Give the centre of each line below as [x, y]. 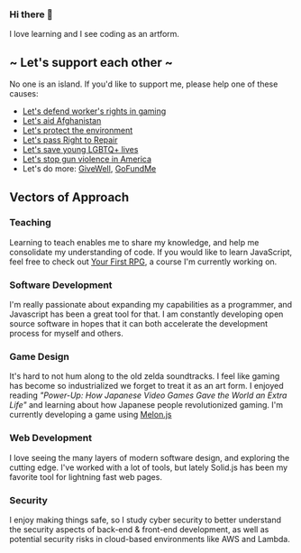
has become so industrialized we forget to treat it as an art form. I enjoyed [146, 386]
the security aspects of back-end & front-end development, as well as [139, 529]
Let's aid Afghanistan [62, 121]
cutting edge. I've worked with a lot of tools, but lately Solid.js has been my [149, 467]
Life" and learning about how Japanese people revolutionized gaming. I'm [146, 405]
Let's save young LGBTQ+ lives [80, 150]
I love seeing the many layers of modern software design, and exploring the [150, 457]
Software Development [61, 285]
